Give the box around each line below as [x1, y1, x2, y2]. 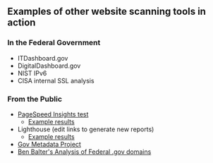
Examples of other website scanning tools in [7, 6, 207, 18]
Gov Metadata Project [17, 140, 81, 148]
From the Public [7, 94, 62, 104]
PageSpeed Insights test [17, 109, 89, 119]
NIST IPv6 [17, 68, 47, 77]
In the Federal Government [7, 38, 101, 48]
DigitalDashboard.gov [17, 61, 81, 70]
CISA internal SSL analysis [17, 76, 95, 85]
